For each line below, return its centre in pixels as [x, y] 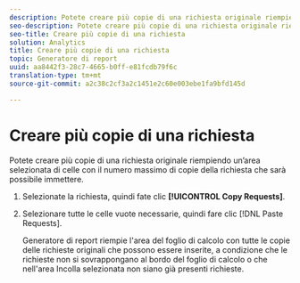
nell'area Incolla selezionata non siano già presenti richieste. [133, 269]
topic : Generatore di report [63, 59]
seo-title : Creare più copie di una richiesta [97, 34]
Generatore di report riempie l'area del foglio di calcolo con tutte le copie [156, 240]
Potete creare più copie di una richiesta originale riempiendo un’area [135, 160]
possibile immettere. [47, 179]
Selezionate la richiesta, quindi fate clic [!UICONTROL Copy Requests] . [154, 196]
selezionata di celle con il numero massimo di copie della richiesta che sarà [148, 169]
